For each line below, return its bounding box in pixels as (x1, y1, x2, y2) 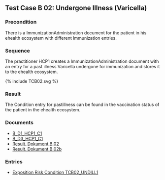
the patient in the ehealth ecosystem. (5, 107, 81, 113)
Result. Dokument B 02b (12, 146, 62, 152)
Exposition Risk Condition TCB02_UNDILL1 (12, 169, 99, 175)
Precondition (5, 19, 37, 26)
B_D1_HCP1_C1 (12, 130, 42, 136)
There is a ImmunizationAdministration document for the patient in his (5, 29, 147, 36)
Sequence (5, 47, 31, 54)
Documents (5, 119, 33, 126)
